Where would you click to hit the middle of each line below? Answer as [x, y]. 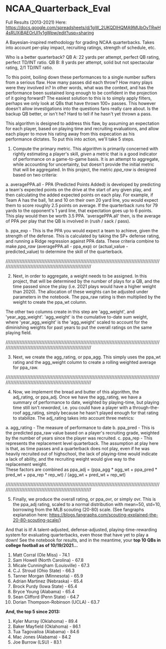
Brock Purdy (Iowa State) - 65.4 [45, 586]
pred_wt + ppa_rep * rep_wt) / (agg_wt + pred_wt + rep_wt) [66, 474]
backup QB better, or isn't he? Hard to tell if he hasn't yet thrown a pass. [79, 113]
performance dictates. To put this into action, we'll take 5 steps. [70, 139]
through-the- [146, 407]
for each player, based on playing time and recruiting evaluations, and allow [82, 128]
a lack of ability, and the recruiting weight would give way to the [70, 459]
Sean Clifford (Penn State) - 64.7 [46, 597]
